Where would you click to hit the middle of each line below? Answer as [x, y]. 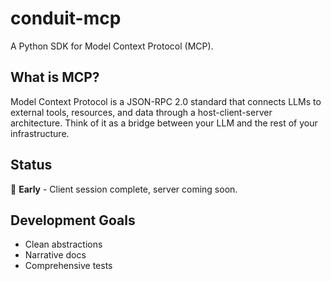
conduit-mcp [66, 18]
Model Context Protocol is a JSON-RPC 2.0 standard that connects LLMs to [166, 101]
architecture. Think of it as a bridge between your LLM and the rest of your [164, 123]
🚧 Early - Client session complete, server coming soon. [124, 189]
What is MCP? [55, 77]
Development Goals [73, 220]
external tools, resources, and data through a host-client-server [141, 112]
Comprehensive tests [68, 266]
